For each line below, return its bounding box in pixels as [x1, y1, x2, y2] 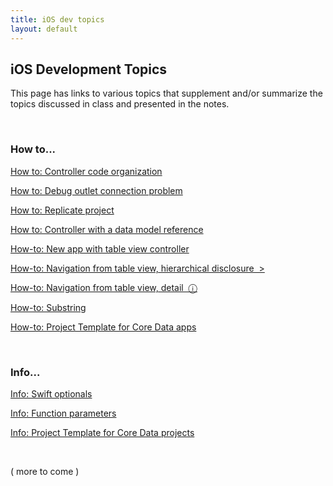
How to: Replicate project [10, 204, 115, 216]
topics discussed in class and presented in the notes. [10, 98, 230, 110]
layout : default [10, 24, 78, 34]
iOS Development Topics [10, 61, 168, 78]
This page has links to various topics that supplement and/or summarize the [10, 87, 323, 100]
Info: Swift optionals [10, 387, 93, 400]
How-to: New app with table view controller [10, 242, 190, 255]
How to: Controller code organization [10, 165, 163, 177]
